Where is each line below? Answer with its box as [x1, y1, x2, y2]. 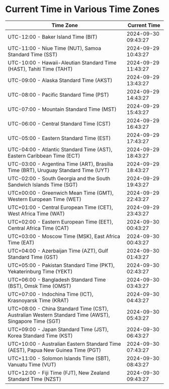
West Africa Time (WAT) [8, 210, 65, 217]
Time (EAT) [8, 239, 34, 246]
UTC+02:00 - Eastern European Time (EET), [8, 218, 113, 225]
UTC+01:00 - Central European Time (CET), [8, 204, 113, 211]
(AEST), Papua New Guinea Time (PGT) [8, 346, 102, 353]
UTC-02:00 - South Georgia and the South [8, 175, 111, 182]
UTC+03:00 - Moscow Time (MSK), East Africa [8, 232, 121, 240]
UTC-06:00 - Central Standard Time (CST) [8, 120, 111, 127]
